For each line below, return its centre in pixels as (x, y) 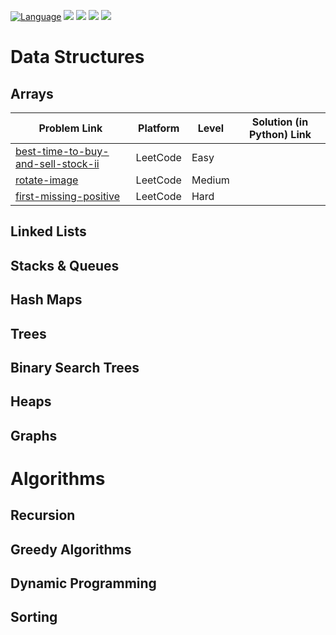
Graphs (34, 435)
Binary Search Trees (75, 367)
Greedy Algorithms (71, 549)
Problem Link (70, 128)
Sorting (34, 617)
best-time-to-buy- (62, 151)
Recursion (43, 515)
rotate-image (47, 180)
